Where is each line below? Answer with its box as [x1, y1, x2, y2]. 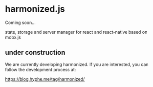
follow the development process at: [5, 66, 76, 72]
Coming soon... [5, 20, 36, 25]
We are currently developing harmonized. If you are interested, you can [5, 61, 149, 67]
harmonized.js [5, 3, 65, 15]
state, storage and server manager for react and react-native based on [5, 29, 148, 35]
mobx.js [5, 34, 21, 40]
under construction [5, 48, 66, 57]
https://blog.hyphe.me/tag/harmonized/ [5, 76, 85, 82]
